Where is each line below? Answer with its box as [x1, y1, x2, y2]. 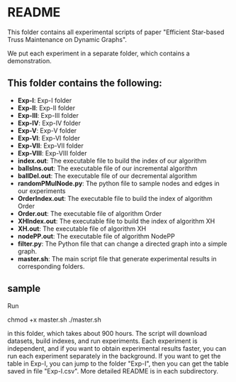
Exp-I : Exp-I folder [17, 96, 72, 104]
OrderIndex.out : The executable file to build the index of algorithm [17, 194, 213, 202]
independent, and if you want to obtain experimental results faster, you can [7, 344, 227, 352]
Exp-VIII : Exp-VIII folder [17, 148, 87, 157]
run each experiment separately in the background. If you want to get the [7, 351, 221, 360]
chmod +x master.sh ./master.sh [7, 315, 101, 324]
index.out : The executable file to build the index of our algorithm [17, 156, 207, 165]
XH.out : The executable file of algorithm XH [17, 224, 147, 233]
